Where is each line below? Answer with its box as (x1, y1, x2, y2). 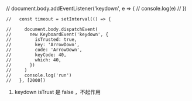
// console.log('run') (6, 72, 72, 78)
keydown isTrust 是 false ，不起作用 (14, 89, 101, 95)
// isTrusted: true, (6, 37, 77, 43)
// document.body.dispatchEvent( (6, 26, 98, 32)
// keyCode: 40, (6, 52, 67, 58)
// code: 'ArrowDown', (6, 47, 83, 53)
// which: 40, (6, 57, 61, 63)
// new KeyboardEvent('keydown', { (6, 32, 109, 37)
